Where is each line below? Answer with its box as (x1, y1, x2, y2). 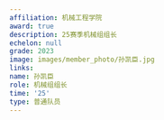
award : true (9, 22, 54, 31)
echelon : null (9, 38, 63, 48)
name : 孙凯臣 (9, 72, 54, 81)
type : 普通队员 (9, 97, 61, 106)
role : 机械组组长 (9, 80, 68, 89)
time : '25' (9, 88, 50, 97)
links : (9, 64, 34, 73)
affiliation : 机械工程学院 (9, 13, 103, 23)
